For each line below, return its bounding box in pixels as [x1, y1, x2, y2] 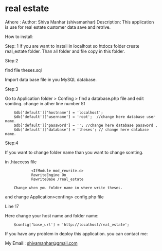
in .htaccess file [5, 159, 37, 165]
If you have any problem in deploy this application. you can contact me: [5, 231, 148, 236]
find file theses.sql [5, 67, 42, 73]
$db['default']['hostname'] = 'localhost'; [14, 110, 104, 115]
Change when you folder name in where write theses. [14, 185, 123, 190]
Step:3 [5, 86, 18, 92]
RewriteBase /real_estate [31, 176, 84, 182]
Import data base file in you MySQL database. [5, 77, 97, 82]
